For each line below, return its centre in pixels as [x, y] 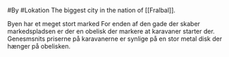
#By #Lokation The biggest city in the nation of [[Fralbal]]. [92, 10]
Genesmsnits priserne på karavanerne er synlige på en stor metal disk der [115, 39]
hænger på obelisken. [39, 46]
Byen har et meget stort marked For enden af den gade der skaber [104, 24]
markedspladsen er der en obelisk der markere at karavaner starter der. [111, 31]
